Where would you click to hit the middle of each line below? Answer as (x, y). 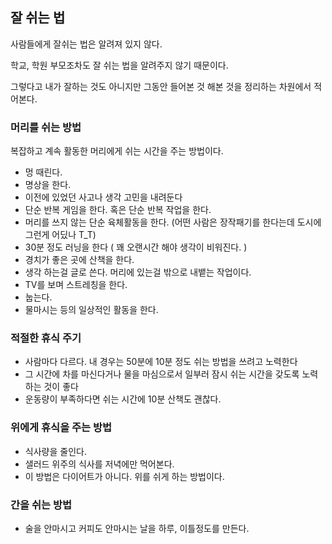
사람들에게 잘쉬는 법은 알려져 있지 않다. (86, 44)
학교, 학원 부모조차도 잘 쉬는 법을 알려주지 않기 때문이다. (119, 65)
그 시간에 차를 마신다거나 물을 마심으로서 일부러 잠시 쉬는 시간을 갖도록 (162, 374)
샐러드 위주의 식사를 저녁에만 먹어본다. (99, 464)
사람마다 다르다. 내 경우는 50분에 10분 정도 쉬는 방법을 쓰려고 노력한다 (161, 362)
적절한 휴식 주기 (46, 338)
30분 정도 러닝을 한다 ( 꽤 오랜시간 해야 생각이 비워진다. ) (136, 247)
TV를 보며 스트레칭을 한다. (76, 285)
